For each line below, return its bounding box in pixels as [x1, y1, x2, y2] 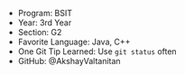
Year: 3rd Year [17, 17, 72, 28]
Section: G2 [17, 27, 62, 37]
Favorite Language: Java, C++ [17, 36, 131, 47]
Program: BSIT [17, 8, 73, 18]
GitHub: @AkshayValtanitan [17, 56, 121, 66]
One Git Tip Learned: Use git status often [17, 46, 178, 57]
